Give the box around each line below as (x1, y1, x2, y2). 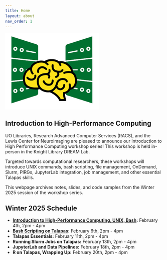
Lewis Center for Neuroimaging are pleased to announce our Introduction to (5, 138, 162, 144)
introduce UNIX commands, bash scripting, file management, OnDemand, (5, 163, 157, 169)
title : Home (5, 8, 30, 13)
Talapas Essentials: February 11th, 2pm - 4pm (12, 233, 109, 239)
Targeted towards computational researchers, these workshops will (5, 158, 144, 164)
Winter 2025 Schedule (5, 204, 77, 213)
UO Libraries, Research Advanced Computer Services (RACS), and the (5, 132, 151, 138)
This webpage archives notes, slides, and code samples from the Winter (5, 184, 154, 190)
